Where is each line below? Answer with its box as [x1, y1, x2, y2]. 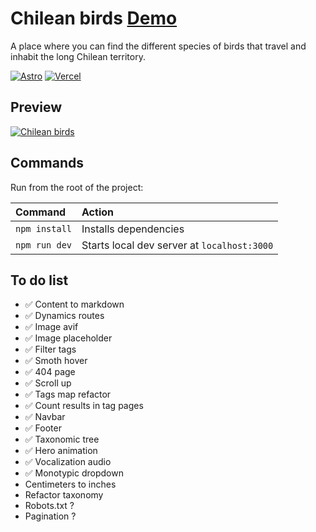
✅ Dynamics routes [24, 310, 105, 322]
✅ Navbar [24, 411, 66, 423]
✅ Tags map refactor [24, 388, 112, 401]
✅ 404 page [24, 366, 76, 378]
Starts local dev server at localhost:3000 [81, 238, 274, 252]
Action [81, 205, 114, 219]
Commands [10, 155, 85, 172]
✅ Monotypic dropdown [24, 467, 124, 479]
